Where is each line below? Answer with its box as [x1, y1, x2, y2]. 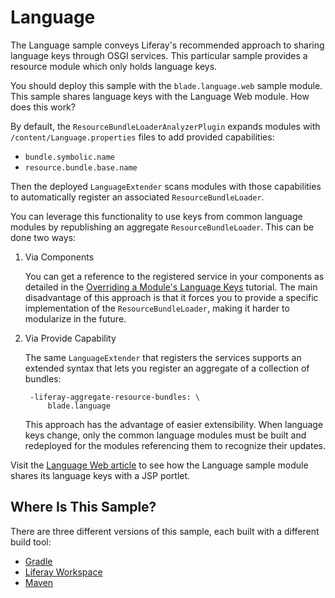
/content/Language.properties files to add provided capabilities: [10, 131, 275, 143]
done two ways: [10, 231, 77, 243]
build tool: [10, 536, 52, 548]
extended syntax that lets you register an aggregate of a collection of [24, 362, 310, 374]
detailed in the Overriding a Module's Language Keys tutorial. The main [24, 281, 318, 293]
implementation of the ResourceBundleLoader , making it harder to [24, 302, 290, 314]
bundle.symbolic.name [24, 152, 115, 162]
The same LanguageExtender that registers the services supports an [24, 351, 302, 363]
